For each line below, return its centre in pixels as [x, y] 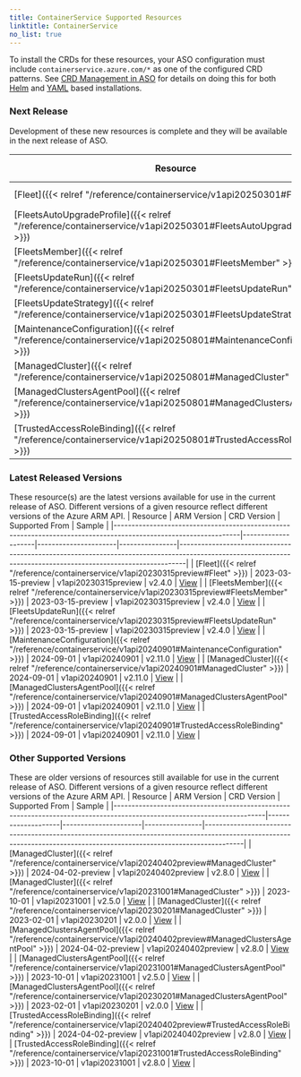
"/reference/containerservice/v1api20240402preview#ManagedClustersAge [150, 939]
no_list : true [36, 34]
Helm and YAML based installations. [76, 88]
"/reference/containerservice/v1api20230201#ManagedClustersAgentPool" [149, 996]
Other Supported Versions [68, 757]
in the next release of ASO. [59, 141]
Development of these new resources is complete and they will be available [149, 131]
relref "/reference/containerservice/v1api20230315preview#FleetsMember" [149, 592]
